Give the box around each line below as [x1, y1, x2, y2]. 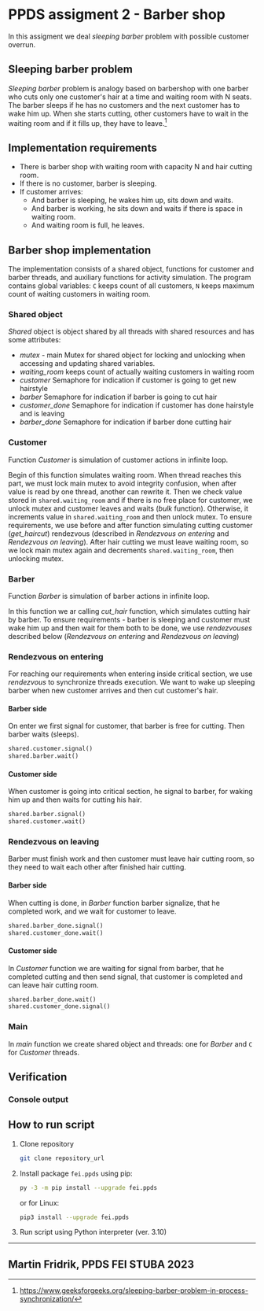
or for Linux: [19, 1198, 60, 1207]
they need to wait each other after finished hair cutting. [8, 862, 187, 872]
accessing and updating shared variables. [19, 359, 156, 368]
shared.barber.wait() [8, 752, 79, 760]
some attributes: [8, 335, 61, 345]
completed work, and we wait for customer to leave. [8, 907, 177, 916]
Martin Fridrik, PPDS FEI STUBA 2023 [8, 1257, 195, 1271]
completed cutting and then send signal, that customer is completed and [8, 972, 244, 981]
